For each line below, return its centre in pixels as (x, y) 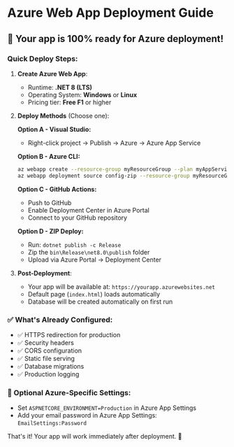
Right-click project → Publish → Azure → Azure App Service (114, 143)
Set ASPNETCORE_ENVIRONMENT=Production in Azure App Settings (107, 408)
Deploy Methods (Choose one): (63, 115)
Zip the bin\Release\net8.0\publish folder (89, 252)
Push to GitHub (50, 203)
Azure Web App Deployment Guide (111, 13)
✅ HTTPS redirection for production (69, 334)
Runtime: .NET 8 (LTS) (60, 87)
